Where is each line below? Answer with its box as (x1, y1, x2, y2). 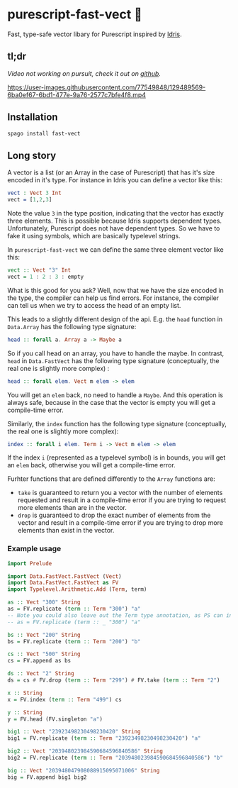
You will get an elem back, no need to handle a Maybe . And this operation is (7, 390, 223, 399)
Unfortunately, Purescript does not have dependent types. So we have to (7, 224, 220, 233)
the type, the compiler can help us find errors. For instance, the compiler (7, 294, 220, 302)
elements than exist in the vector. (17, 526, 115, 535)
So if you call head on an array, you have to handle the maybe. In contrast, (7, 349, 225, 357)
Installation (7, 111, 58, 123)
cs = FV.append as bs (7, 657, 72, 665)
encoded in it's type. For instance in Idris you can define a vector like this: (7, 176, 223, 184)
